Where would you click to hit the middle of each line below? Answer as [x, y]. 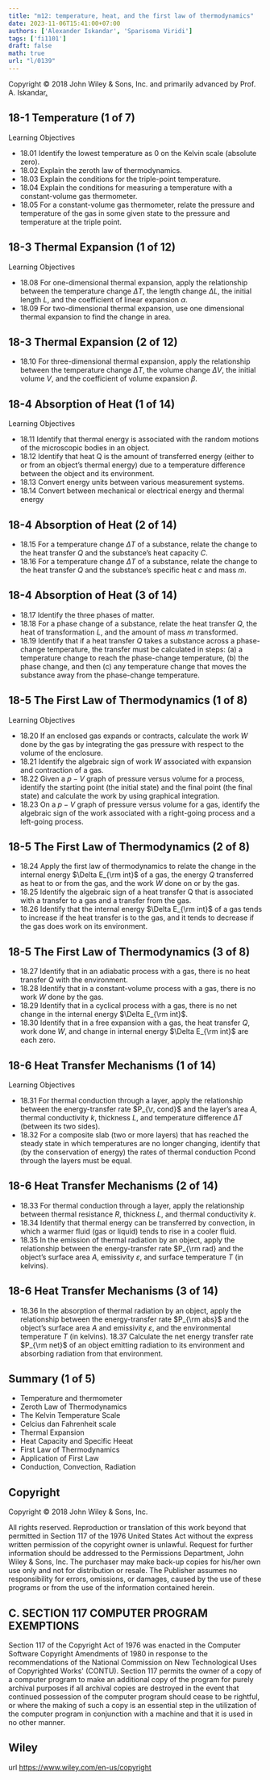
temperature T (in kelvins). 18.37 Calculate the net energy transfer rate [137, 1336]
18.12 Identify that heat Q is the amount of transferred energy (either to [137, 457]
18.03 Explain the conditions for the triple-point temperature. [120, 179]
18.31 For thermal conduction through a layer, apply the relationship [131, 1101]
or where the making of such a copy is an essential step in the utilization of [133, 1706]
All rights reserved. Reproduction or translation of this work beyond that [127, 1528]
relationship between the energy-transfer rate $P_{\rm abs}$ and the [135, 1319]
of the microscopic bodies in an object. [85, 448]
